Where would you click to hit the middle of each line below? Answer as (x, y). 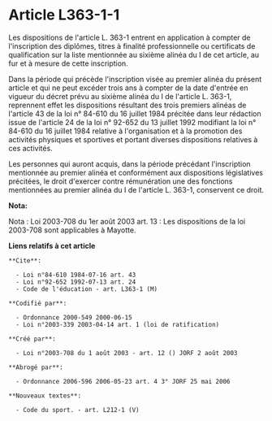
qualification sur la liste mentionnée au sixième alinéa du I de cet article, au (134, 54)
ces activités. (30, 148)
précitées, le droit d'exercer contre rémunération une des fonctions (121, 181)
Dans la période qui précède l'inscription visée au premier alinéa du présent (135, 79)
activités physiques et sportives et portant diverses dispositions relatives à (133, 139)
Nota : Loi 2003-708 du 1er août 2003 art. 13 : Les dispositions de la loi (127, 221)
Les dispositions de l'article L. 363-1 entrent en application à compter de (130, 37)
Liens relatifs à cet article (52, 245)
